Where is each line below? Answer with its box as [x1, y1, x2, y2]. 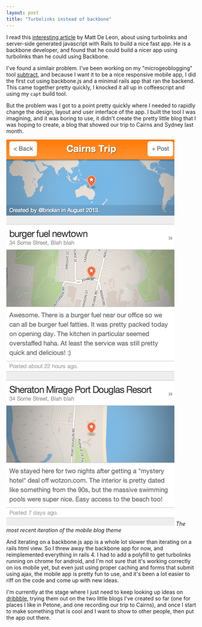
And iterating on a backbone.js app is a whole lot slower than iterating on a [6, 538, 192, 546]
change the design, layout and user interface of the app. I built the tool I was [6, 108, 196, 115]
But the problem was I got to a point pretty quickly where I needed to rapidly [6, 101, 196, 109]
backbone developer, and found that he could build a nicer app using [6, 46, 178, 54]
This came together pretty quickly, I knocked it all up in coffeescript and [6, 83, 185, 91]
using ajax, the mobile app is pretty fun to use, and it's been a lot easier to [6, 570, 191, 578]
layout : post [6, 10, 39, 16]
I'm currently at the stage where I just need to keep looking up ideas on [6, 588, 183, 596]
